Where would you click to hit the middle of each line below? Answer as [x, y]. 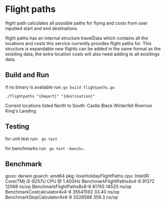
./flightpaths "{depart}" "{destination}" [50, 96]
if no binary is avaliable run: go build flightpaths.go [60, 87]
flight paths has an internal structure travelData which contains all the [77, 38]
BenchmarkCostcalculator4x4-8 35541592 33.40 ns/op [62, 192]
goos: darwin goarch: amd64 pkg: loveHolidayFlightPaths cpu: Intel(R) [77, 176]
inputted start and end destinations [41, 28]
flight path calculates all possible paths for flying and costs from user [76, 23]
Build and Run [27, 75]
